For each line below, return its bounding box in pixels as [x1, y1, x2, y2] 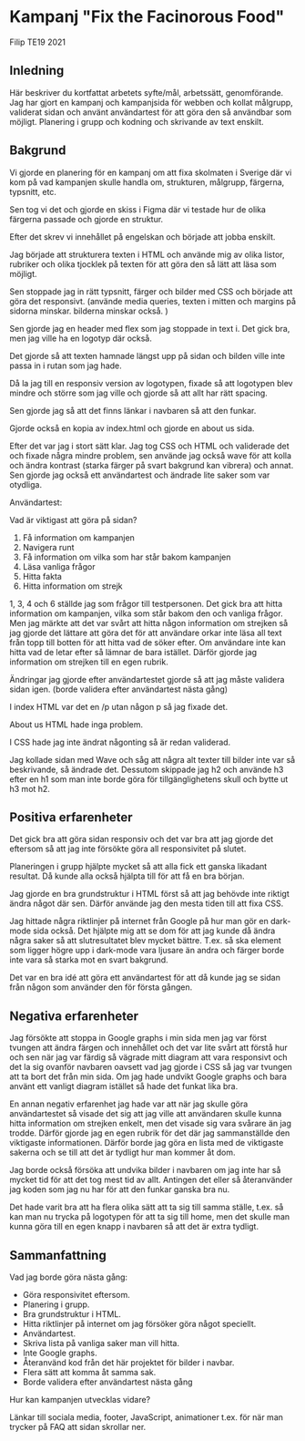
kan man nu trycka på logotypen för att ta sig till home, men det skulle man [9, 1211, 290, 1222]
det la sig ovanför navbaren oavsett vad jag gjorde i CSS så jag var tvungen [9, 1062, 293, 1073]
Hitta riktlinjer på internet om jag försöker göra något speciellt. [22, 1319, 257, 1329]
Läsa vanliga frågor [22, 561, 96, 571]
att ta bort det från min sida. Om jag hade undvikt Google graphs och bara [9, 1071, 287, 1082]
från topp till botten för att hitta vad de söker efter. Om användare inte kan [9, 636, 287, 648]
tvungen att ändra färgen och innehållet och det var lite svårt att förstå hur [9, 1042, 289, 1054]
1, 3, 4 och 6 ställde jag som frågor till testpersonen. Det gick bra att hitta [9, 598, 283, 609]
